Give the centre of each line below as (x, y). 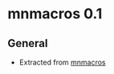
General (28, 43)
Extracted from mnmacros (62, 62)
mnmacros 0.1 (55, 14)
